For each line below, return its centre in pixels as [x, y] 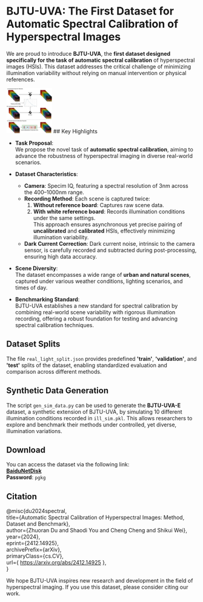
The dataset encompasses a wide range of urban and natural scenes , [103, 274]
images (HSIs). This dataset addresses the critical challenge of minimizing [99, 66]
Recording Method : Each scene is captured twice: [87, 199]
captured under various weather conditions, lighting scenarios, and [99, 281]
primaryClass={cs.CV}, [35, 556]
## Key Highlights [75, 131]
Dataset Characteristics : [46, 174]
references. [21, 79]
